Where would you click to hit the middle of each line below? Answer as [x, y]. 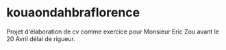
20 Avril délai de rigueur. [41, 38]
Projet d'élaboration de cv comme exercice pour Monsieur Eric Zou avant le [113, 32]
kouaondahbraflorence [73, 13]
